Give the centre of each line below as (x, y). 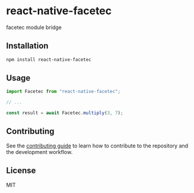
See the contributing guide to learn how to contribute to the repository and (97, 146)
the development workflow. (39, 152)
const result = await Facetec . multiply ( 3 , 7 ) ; (65, 113)
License (21, 171)
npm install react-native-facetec (49, 59)
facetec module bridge (34, 27)
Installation (27, 46)
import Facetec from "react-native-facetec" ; (63, 92)
